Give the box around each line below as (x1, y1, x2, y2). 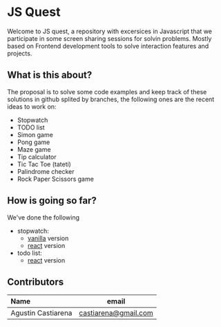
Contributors (7, 276, 64, 288)
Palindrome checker (17, 167, 75, 175)
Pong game (17, 138, 50, 146)
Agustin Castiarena (10, 308, 73, 318)
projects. (7, 49, 32, 58)
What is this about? (7, 69, 93, 81)
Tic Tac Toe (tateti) (17, 160, 71, 168)
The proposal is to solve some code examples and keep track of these (7, 87, 207, 96)
